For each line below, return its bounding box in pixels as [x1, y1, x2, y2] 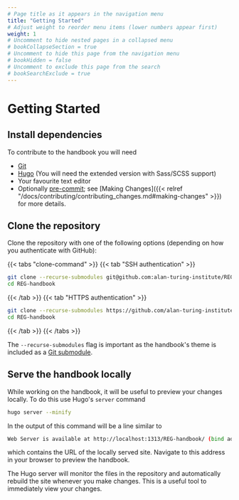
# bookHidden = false [7, 57, 72, 64]
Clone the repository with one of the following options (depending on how [7, 239, 224, 248]
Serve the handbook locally [7, 368, 132, 381]
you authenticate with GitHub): [7, 246, 97, 255]
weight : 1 [7, 30, 37, 38]
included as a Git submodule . [7, 348, 93, 356]
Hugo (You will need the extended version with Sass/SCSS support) [17, 169, 217, 178]
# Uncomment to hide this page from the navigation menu [7, 50, 180, 58]
